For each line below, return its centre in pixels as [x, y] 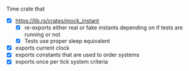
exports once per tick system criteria [61, 62]
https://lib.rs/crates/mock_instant [57, 21]
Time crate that [25, 9]
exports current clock [42, 48]
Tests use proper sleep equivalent [67, 41]
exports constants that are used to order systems [77, 55]
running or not [42, 35]
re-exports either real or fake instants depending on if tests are [104, 28]
